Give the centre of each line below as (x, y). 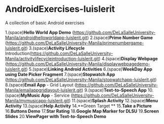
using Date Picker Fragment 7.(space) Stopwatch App (60, 74)
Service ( (63, 95)
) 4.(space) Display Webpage (128, 58)
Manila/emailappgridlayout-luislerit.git (44, 90)
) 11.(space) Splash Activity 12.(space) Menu (114, 100)
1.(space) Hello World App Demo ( (39, 32)
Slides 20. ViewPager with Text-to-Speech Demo (56, 116)
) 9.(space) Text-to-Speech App (114, 90)
